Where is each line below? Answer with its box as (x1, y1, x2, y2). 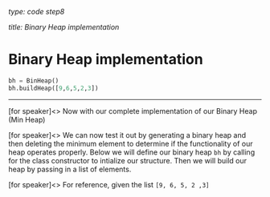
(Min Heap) (8, 115, 46, 124)
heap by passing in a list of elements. (8, 164, 132, 174)
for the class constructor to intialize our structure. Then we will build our (8, 155, 247, 165)
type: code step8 (8, 7, 65, 16)
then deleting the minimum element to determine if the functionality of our (8, 139, 253, 148)
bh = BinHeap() (8, 76, 59, 85)
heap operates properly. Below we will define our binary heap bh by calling (8, 147, 256, 157)
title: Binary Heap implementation (8, 22, 120, 31)
